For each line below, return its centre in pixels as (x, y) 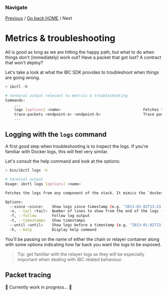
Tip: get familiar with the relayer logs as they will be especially (81, 254)
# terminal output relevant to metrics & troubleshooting (66, 96)
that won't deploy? (24, 63)
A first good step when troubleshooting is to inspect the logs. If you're (77, 146)
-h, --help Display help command (53, 230)
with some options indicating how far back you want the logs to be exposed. (83, 244)
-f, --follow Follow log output (50, 216)
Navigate (16, 7)
